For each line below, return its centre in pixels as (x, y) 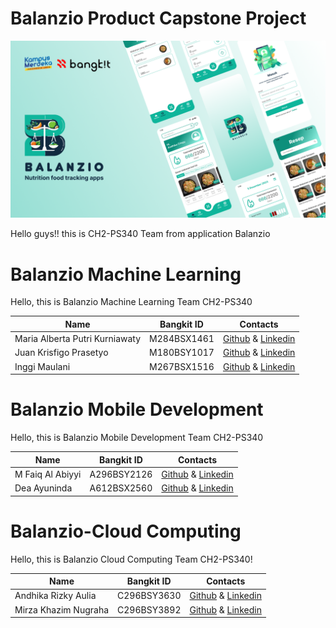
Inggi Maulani (42, 366)
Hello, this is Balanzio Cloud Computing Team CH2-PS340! (131, 559)
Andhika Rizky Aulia (55, 596)
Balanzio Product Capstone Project (158, 18)
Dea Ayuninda (43, 488)
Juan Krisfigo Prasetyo (61, 353)
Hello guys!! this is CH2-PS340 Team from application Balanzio (140, 234)
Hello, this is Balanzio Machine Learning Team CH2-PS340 (131, 302)
